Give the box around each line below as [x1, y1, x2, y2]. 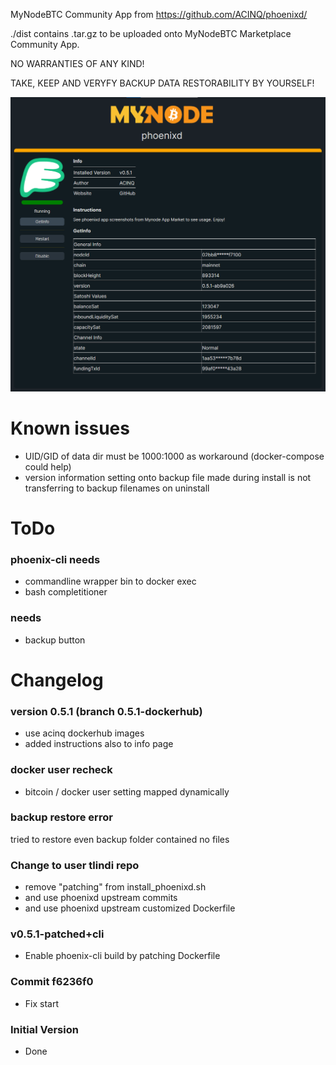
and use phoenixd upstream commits [24, 892, 178, 904]
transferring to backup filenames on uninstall [24, 482, 210, 494]
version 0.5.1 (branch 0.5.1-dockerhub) [10, 704, 203, 718]
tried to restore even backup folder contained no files [10, 833, 230, 845]
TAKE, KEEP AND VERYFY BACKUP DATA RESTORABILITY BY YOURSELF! [10, 77, 315, 89]
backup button [24, 634, 86, 646]
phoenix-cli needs [10, 553, 101, 567]
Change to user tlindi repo [10, 858, 140, 872]
